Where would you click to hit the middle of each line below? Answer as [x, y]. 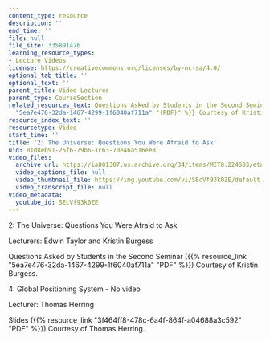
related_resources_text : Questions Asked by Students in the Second [125, 105]
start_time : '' [34, 135]
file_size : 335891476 [45, 46]
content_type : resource [48, 16]
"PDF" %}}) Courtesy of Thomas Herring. [77, 328]
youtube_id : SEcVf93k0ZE [57, 202]
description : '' [35, 23]
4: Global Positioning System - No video [74, 289]
